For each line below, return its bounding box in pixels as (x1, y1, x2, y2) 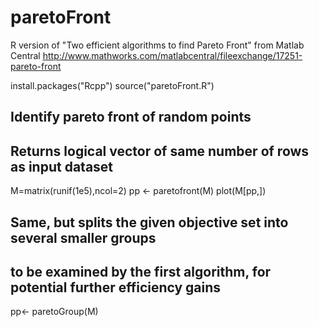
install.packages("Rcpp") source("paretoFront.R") (10, 79, 215, 91)
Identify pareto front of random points (10, 109, 252, 126)
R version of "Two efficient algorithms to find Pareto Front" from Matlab (10, 39, 305, 51)
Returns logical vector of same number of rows (10, 142, 310, 160)
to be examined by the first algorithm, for (10, 263, 272, 280)
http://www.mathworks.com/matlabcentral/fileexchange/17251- (42, 49, 303, 61)
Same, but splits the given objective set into (10, 214, 289, 231)
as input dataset (10, 158, 114, 175)
